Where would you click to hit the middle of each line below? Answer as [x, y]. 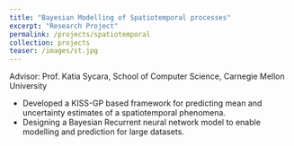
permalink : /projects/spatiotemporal [80, 34]
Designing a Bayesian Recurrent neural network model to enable [141, 123]
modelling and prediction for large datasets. [103, 132]
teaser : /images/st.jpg [54, 51]
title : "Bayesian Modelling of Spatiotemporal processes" [120, 17]
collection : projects [50, 43]
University [28, 86]
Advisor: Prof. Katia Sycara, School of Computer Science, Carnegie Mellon [147, 76]
